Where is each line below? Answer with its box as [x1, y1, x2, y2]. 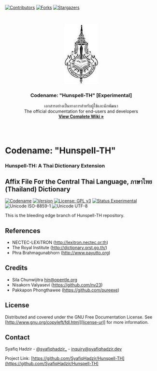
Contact [5, 333, 30, 342]
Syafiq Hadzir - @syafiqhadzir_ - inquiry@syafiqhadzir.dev [5, 346, 122, 352]
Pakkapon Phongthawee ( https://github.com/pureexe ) [12, 287, 120, 293]
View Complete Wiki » [58, 114, 104, 119]
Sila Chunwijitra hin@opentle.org [12, 277, 77, 283]
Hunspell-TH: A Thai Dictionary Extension [5, 163, 105, 169]
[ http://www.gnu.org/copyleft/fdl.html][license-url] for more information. [5, 319, 149, 325]
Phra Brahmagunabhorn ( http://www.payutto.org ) [12, 250, 111, 256]
